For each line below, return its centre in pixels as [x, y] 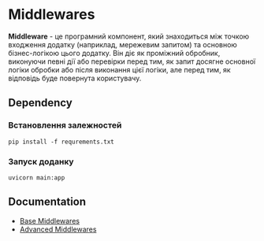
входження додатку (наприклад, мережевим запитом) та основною [123, 44]
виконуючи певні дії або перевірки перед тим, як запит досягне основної [132, 61]
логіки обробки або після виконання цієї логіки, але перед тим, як [119, 69]
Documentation [47, 202]
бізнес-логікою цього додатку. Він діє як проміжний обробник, [114, 53]
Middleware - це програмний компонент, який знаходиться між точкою [129, 36]
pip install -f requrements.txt [61, 142]
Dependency [40, 103]
